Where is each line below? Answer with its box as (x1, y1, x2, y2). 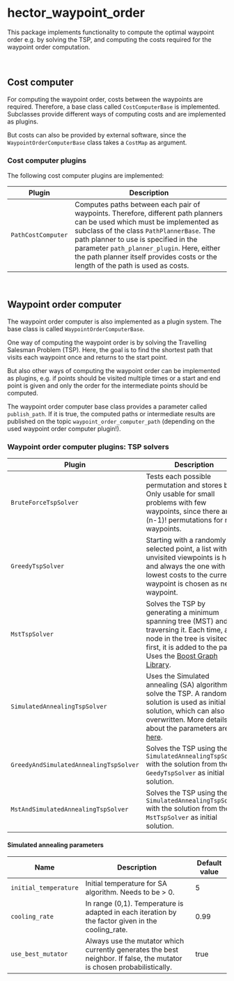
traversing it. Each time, (146, 625, 223, 635)
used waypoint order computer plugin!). (7, 424, 121, 433)
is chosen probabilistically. (85, 962, 173, 972)
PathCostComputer (10, 231, 68, 239)
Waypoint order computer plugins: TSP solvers (7, 441, 169, 451)
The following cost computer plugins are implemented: (7, 172, 164, 180)
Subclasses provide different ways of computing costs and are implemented (7, 109, 226, 118)
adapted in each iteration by (85, 908, 177, 918)
